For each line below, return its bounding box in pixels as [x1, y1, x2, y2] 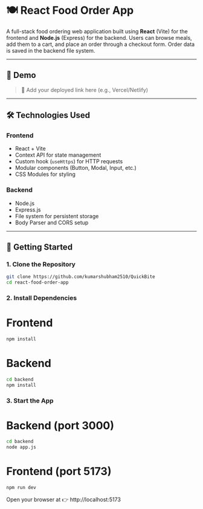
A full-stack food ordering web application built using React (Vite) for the [6, 27, 188, 35]
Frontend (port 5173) [6, 465, 112, 478]
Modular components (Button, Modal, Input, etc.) [14, 164, 137, 172]
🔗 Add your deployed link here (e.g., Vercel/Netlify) [21, 86, 149, 93]
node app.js [6, 444, 36, 450]
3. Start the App [6, 396, 54, 404]
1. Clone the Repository [6, 260, 76, 268]
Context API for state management [14, 151, 101, 159]
